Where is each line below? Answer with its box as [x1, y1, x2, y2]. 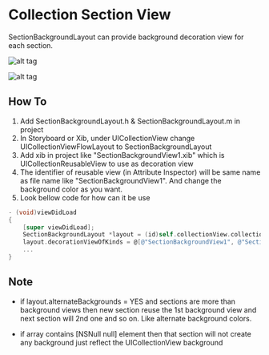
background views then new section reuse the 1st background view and [19, 305, 257, 314]
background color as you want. [19, 184, 122, 194]
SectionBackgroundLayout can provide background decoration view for [8, 32, 244, 42]
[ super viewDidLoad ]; [22, 223, 94, 232]
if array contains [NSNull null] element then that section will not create [19, 329, 252, 338]
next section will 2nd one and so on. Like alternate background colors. [19, 313, 252, 323]
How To [8, 95, 47, 109]
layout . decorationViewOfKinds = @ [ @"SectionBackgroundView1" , [22, 238, 235, 246]
